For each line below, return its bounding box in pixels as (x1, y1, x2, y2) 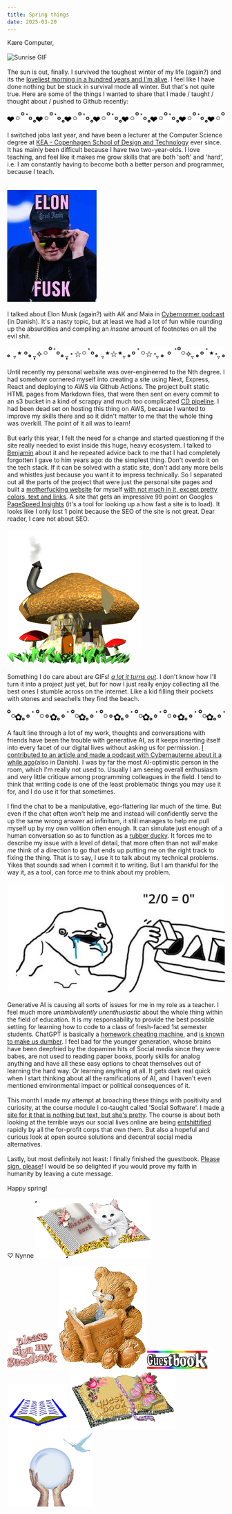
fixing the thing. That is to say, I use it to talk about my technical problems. (7, 853, 219, 861)
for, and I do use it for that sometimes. (7, 787, 116, 796)
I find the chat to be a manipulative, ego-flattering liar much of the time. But (7, 802, 222, 810)
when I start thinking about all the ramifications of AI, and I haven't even (7, 1074, 212, 1082)
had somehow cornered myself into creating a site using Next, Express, (7, 375, 211, 383)
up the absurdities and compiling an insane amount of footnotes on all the (7, 325, 217, 333)
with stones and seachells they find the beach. (7, 695, 140, 703)
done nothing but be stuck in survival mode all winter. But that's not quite (7, 82, 215, 90)
